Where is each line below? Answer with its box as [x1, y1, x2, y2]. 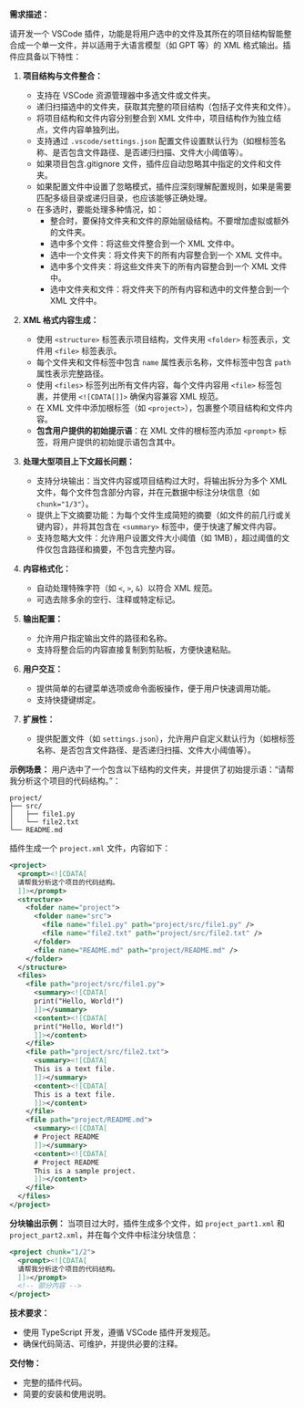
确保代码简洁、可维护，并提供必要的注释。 [22, 1339, 183, 1350]
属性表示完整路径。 [35, 369, 109, 379]
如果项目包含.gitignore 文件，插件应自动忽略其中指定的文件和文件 [35, 159, 282, 169]
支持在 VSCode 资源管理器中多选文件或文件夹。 [35, 90, 216, 100]
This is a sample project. [33, 1166, 137, 1175]
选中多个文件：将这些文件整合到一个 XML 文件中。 [49, 238, 239, 249]
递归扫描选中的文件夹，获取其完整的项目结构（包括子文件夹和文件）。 [35, 101, 296, 112]
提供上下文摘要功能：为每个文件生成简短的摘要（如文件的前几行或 [35, 510, 284, 520]
